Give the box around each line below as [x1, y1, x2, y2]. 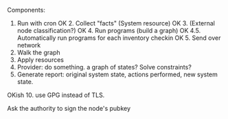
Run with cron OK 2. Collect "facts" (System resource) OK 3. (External [16, 19, 215, 27]
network [16, 41, 41, 49]
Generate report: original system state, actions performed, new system [16, 70, 218, 78]
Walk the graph [16, 48, 60, 56]
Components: [7, 6, 46, 14]
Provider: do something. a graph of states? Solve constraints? [16, 63, 192, 71]
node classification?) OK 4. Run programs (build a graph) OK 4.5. [16, 27, 201, 34]
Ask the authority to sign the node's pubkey [7, 105, 131, 112]
